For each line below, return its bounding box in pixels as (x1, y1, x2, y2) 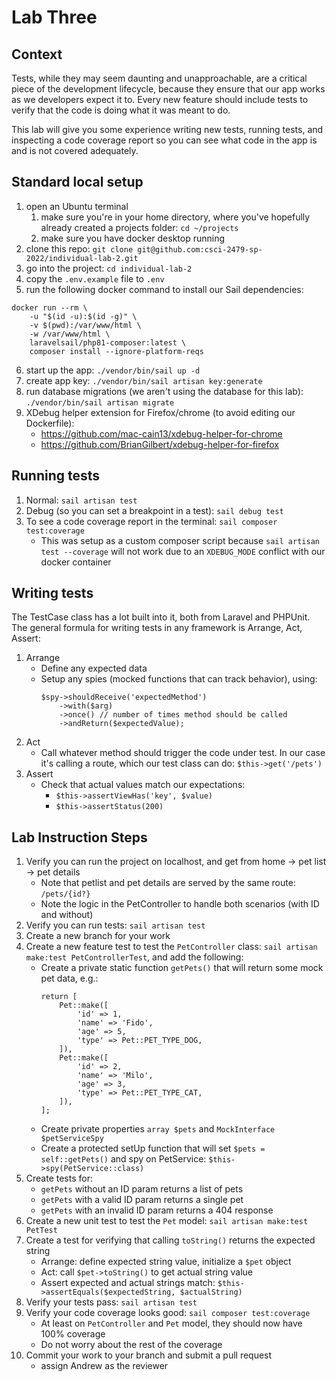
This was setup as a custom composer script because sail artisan (40, 534, 320, 546)
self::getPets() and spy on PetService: (40, 1153, 207, 1165)
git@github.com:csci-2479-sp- (137, 244, 263, 255)
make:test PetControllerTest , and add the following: (25, 951, 244, 963)
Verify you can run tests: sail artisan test (25, 919, 206, 931)
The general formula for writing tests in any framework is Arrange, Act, (11, 622, 303, 634)
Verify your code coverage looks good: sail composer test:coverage (25, 1307, 311, 1319)
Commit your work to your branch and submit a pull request (25, 1349, 273, 1361)
